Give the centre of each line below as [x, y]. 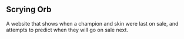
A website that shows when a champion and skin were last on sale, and [92, 23]
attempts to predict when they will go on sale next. [67, 30]
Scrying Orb [29, 10]
